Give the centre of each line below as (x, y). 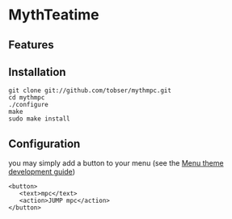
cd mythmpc (27, 98)
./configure (28, 105)
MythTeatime (54, 15)
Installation (37, 72)
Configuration (44, 143)
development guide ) (42, 172)
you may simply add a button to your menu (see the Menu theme (116, 163)
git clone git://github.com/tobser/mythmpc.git (90, 91)
